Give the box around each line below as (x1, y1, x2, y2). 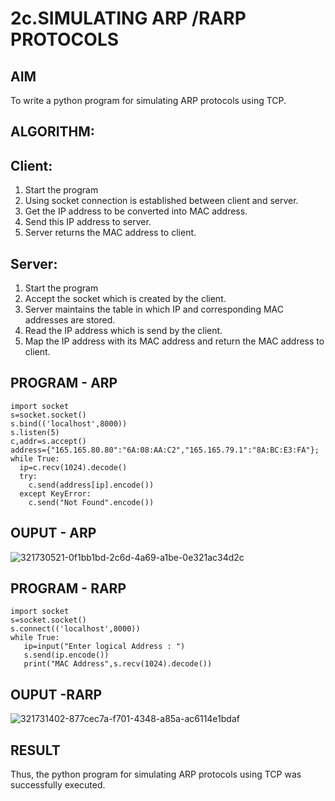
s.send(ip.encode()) (23, 650, 110, 661)
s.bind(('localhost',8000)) (10, 418, 128, 429)
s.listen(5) (10, 427, 60, 437)
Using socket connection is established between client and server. (24, 195, 299, 207)
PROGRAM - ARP (10, 375, 118, 392)
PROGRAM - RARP (10, 580, 127, 597)
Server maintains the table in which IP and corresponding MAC (24, 303, 284, 316)
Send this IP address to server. (24, 216, 152, 228)
